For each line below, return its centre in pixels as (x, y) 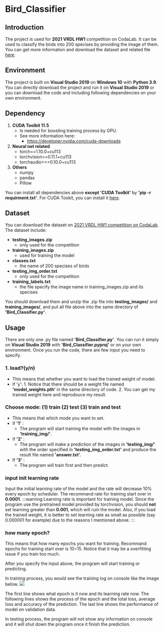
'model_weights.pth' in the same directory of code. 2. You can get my (84, 389)
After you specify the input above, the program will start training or (72, 563)
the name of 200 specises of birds (54, 266)
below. (12, 584)
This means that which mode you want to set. (58, 418)
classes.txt (24, 261)
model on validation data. (31, 609)
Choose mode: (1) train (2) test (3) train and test (63, 407)
